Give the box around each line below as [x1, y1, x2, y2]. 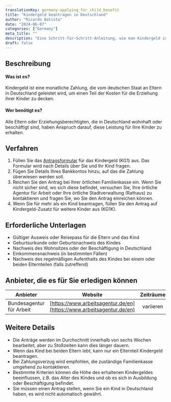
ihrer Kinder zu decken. [5, 96, 54, 102]
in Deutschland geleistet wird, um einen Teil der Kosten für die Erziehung [5, 90, 158, 97]
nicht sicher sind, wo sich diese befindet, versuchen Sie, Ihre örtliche [12, 184, 158, 191]
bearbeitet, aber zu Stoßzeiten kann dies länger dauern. [12, 342, 130, 348]
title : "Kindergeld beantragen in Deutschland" [5, 12, 108, 17]
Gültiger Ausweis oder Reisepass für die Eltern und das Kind [12, 234, 139, 240]
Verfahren [5, 144, 38, 152]
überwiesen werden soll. [12, 174, 65, 180]
